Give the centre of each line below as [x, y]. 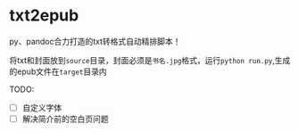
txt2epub [44, 16]
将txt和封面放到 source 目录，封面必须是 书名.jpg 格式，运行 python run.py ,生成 [150, 60]
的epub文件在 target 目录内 [58, 71]
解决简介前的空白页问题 [65, 119]
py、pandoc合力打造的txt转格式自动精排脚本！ [95, 41]
